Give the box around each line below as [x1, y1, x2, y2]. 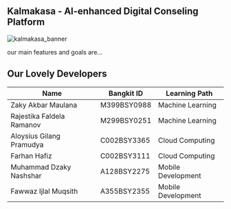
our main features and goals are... [7, 48, 103, 56]
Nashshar [10, 170, 42, 180]
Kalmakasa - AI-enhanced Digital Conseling [7, 6, 199, 17]
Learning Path [166, 88, 213, 98]
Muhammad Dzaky [10, 162, 71, 172]
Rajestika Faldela [10, 111, 65, 121]
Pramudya [10, 139, 44, 149]
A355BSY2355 [100, 186, 150, 196]
